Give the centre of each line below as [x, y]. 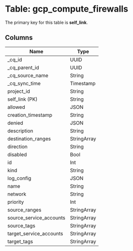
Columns [19, 38]
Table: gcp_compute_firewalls [67, 9]
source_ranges [24, 210]
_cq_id [15, 59]
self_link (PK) [22, 99]
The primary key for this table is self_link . [46, 22]
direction [18, 146]
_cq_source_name [28, 75]
